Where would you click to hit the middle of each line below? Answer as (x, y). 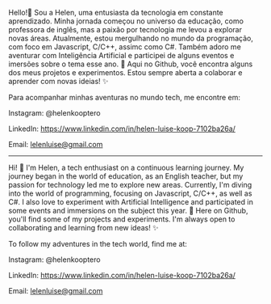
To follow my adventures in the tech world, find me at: (98, 244)
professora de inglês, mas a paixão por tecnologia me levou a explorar (125, 30)
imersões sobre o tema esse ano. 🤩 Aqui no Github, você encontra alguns (131, 64)
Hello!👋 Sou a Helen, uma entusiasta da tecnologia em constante (116, 13)
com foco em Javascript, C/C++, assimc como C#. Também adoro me (125, 47)
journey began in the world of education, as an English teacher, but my (126, 176)
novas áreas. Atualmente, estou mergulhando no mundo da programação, (131, 38)
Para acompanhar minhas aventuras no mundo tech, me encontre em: (124, 97)
